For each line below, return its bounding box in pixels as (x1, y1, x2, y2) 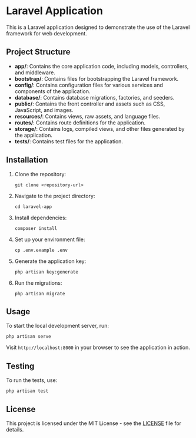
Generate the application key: (14, 258, 87, 265)
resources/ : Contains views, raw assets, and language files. (14, 113, 161, 120)
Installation (6, 155, 48, 165)
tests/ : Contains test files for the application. (14, 137, 124, 145)
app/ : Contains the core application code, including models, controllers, (14, 62, 189, 70)
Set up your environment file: (14, 236, 85, 243)
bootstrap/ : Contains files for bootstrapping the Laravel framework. (14, 75, 179, 82)
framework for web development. (6, 29, 87, 37)
